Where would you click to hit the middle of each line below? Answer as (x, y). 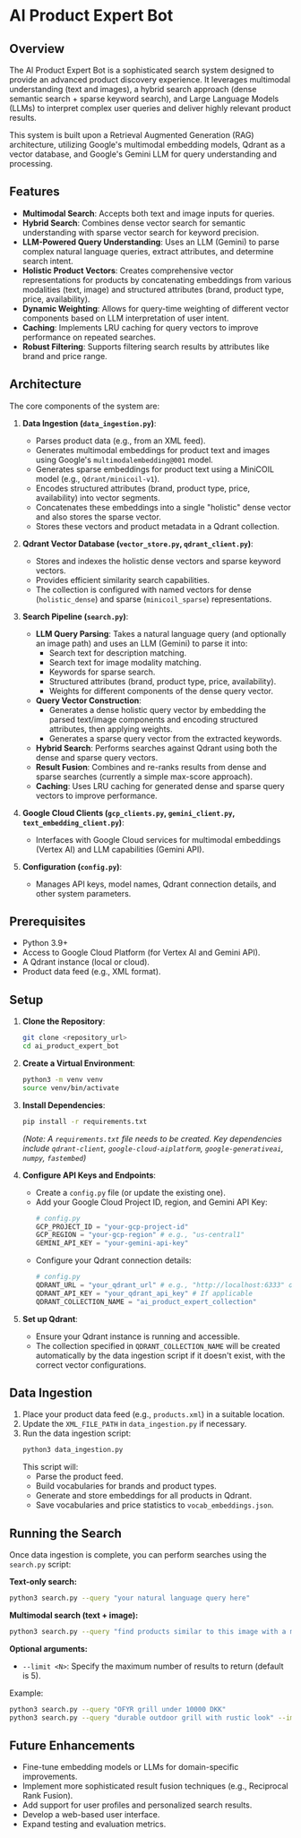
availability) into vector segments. (98, 497)
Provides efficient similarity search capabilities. (123, 580)
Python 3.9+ (45, 943)
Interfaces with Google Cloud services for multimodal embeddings (158, 839)
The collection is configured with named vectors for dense (144, 589)
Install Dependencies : (64, 1105)
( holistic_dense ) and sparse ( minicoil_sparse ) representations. (154, 599)
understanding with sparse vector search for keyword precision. (141, 232)
